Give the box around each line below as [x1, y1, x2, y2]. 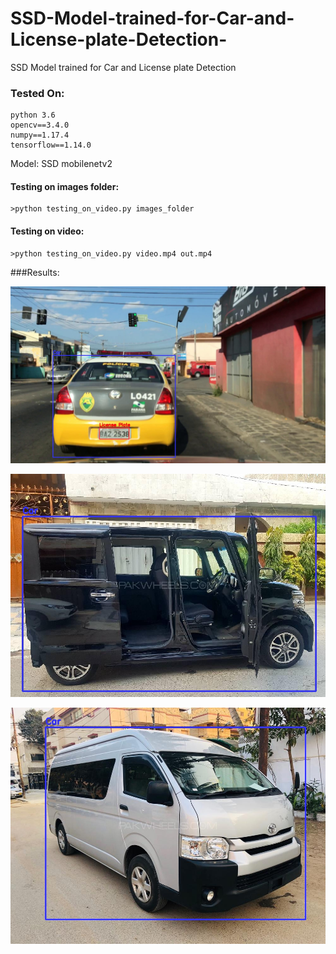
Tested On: [10, 86, 65, 100]
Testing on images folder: [10, 180, 120, 192]
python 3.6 [10, 110, 56, 121]
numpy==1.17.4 [10, 130, 70, 141]
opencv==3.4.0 [10, 120, 70, 131]
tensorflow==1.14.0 [10, 140, 92, 151]
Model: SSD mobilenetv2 [10, 158, 113, 170]
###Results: [10, 266, 60, 278]
